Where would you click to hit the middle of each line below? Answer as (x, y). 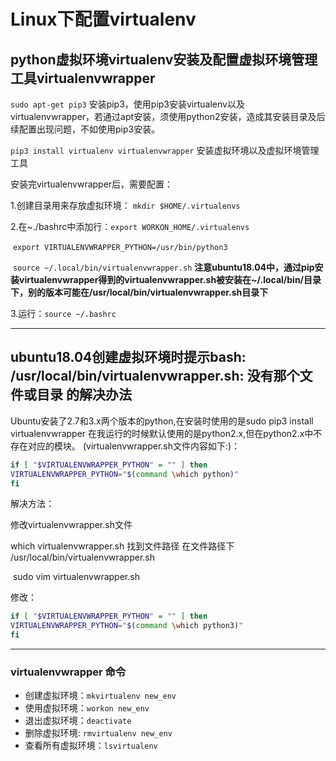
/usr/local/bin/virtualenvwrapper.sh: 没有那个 (155, 376)
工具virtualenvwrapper (83, 78)
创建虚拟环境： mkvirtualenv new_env (100, 696)
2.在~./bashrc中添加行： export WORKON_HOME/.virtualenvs (130, 226)
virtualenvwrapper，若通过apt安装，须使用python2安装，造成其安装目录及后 (168, 116)
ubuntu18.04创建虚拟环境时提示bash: (128, 357)
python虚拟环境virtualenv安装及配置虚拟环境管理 (164, 59)
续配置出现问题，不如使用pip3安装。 (85, 129)
